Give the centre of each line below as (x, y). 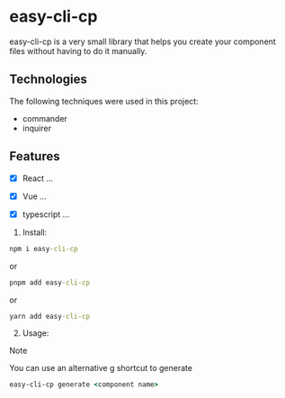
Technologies (49, 80)
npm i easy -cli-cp (44, 249)
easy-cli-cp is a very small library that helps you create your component (142, 41)
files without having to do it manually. (78, 50)
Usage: (36, 333)
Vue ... (34, 196)
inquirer (37, 128)
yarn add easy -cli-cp (50, 316)
